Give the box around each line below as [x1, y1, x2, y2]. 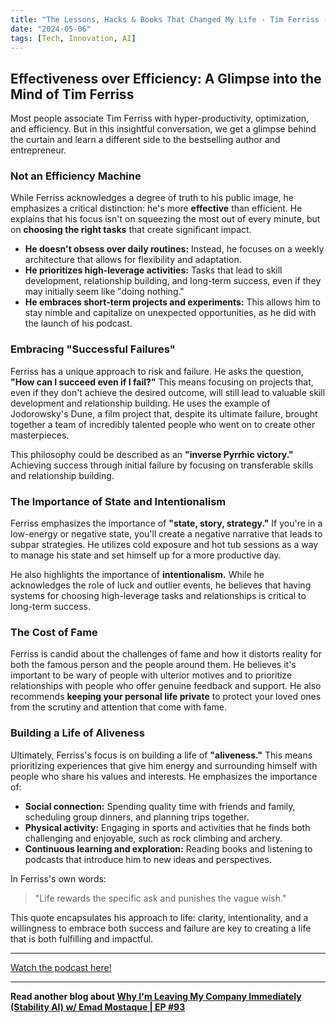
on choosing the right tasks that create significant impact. [10, 224, 252, 236]
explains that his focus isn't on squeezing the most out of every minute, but [10, 213, 321, 225]
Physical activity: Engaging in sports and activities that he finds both [24, 821, 311, 833]
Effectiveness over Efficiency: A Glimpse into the [10, 70, 322, 87]
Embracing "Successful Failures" [10, 342, 176, 356]
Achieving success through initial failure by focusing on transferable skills [10, 459, 314, 471]
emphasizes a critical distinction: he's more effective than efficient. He [10, 202, 303, 215]
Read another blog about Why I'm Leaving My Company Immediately [10, 990, 302, 1002]
